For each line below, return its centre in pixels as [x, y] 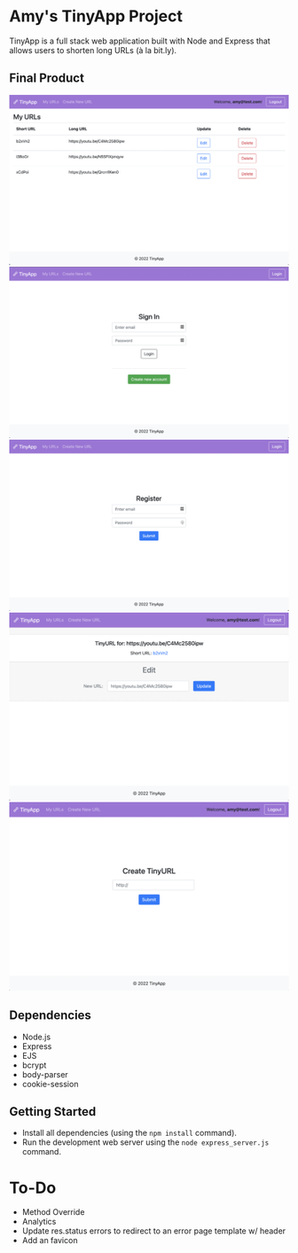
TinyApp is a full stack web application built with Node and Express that [140, 41]
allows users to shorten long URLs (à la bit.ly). [93, 50]
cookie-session [50, 1084]
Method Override [53, 1212]
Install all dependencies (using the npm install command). [129, 1133]
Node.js [36, 1037]
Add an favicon [50, 1241]
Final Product [47, 78]
